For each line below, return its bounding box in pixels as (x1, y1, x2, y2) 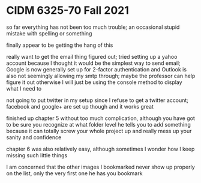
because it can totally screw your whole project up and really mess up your (6, 127, 192, 134)
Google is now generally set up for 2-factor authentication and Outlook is (6, 65, 187, 73)
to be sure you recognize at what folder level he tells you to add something (6, 121, 191, 128)
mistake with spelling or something (6, 29, 92, 37)
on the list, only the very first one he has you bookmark (6, 169, 143, 177)
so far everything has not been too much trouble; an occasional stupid (6, 23, 180, 31)
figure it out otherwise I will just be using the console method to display (6, 79, 182, 86)
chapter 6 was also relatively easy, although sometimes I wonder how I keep (6, 145, 195, 152)
